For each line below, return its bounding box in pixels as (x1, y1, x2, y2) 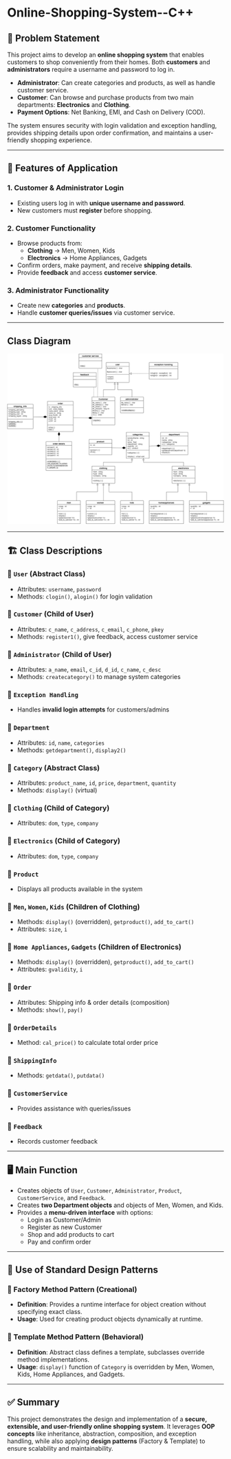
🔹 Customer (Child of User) (7, 609, 94, 619)
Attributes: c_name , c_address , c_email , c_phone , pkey (16, 625, 164, 633)
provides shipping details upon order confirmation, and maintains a (7, 129, 197, 137)
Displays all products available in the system (16, 885, 143, 893)
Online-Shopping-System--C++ (7, 5, 194, 21)
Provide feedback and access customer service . (16, 268, 157, 277)
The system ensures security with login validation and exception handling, (7, 121, 217, 129)
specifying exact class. (16, 1308, 82, 1316)
